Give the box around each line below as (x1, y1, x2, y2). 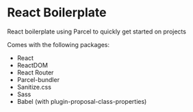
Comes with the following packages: (7, 40, 110, 48)
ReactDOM (16, 61, 48, 69)
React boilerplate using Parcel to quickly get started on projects (7, 27, 187, 36)
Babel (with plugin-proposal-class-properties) (16, 97, 147, 105)
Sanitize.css (16, 83, 51, 91)
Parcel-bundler (16, 75, 60, 83)
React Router (16, 68, 54, 76)
